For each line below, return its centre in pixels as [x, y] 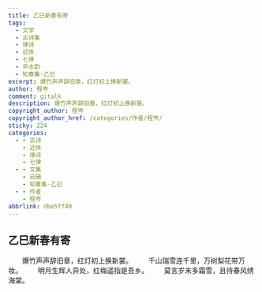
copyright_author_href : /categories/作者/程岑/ [86, 118]
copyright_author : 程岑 [46, 111]
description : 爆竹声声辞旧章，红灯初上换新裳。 [78, 103]
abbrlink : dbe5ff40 [40, 206]
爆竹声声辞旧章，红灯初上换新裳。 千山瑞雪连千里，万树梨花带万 [134, 260]
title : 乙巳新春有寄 [38, 15]
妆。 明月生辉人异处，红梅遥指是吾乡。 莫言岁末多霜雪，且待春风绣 [131, 271]
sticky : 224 [28, 125]
